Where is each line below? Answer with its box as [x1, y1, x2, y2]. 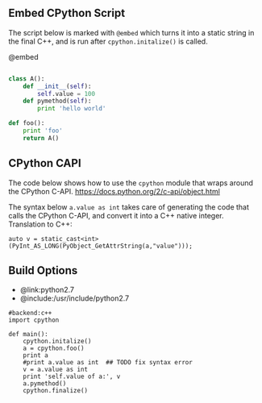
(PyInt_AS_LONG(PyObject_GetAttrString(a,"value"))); [8, 242, 193, 250]
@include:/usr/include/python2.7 [19, 293, 130, 303]
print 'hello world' [37, 105, 106, 113]
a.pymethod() [23, 380, 67, 388]
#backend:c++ [8, 310, 52, 318]
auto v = [8, 235, 38, 243]
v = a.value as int [23, 366, 89, 374]
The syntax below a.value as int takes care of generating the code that [8, 201, 250, 212]
